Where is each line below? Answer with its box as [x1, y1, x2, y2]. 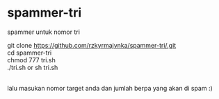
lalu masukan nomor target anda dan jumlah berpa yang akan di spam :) [7, 84, 213, 92]
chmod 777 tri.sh [7, 55, 56, 64]
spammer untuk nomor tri [7, 28, 80, 36]
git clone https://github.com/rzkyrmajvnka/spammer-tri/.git [7, 41, 177, 49]
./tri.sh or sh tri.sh [7, 63, 58, 71]
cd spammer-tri [7, 48, 52, 57]
